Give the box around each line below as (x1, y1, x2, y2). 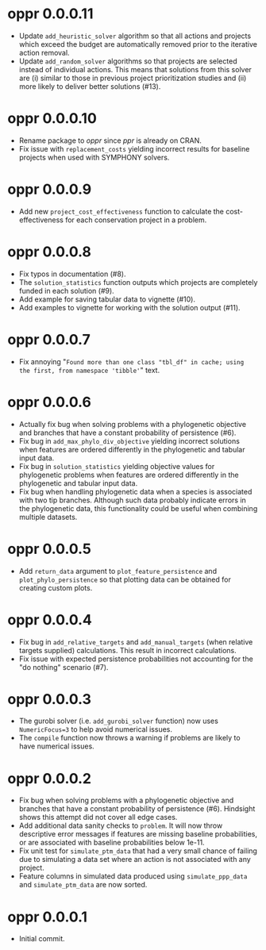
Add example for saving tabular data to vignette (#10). (18, 294, 196, 304)
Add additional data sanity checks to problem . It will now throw (18, 821, 223, 830)
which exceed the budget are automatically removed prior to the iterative (18, 39, 257, 48)
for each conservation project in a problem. (65, 215, 207, 225)
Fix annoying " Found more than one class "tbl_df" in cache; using (18, 356, 245, 366)
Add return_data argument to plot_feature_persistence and (18, 566, 218, 575)
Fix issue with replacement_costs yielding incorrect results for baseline (18, 144, 250, 153)
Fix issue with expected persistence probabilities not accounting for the (18, 654, 253, 663)
